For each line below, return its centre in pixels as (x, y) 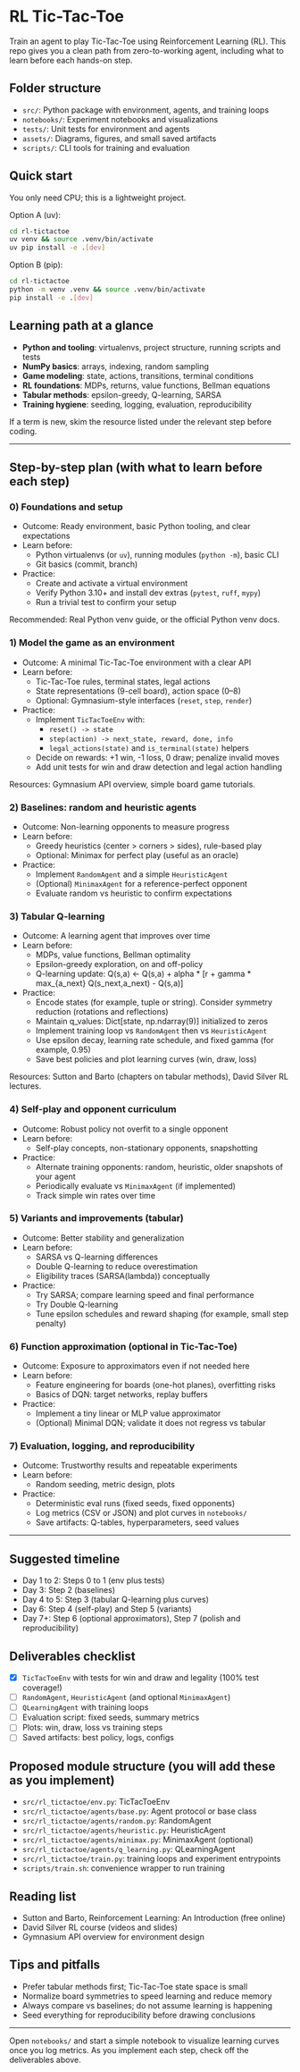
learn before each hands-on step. (71, 60)
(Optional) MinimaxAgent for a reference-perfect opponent (142, 883)
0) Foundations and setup (66, 507)
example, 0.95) (63, 1050)
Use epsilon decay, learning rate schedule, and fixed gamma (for (154, 1040)
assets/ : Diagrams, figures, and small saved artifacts (119, 138)
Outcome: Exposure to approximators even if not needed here (136, 1366)
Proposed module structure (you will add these (142, 1766)
